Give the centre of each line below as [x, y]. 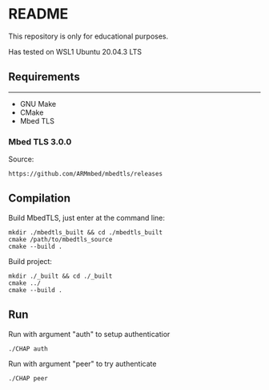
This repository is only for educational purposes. [88, 36]
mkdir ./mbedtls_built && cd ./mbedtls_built [85, 232]
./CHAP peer [28, 378]
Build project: [30, 261]
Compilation [39, 199]
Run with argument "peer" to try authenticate [82, 364]
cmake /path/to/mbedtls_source [60, 239]
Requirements [44, 77]
